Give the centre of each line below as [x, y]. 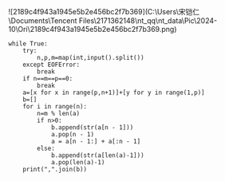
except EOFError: [51, 65]
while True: [28, 44]
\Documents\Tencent [43, 21]
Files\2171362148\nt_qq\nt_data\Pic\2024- [148, 21]
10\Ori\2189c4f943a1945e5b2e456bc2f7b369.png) [93, 29]
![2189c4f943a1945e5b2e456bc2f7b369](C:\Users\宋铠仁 [104, 12]
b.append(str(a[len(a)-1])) [98, 155]
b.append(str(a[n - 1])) [92, 128]
